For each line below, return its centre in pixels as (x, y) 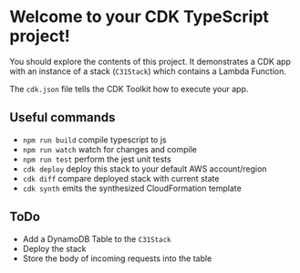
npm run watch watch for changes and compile (110, 149)
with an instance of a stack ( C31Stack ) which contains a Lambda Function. (148, 71)
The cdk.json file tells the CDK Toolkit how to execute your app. (129, 89)
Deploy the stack (54, 248)
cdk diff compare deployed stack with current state (121, 178)
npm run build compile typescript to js (94, 140)
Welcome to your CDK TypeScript (139, 17)
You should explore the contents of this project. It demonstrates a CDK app (150, 61)
